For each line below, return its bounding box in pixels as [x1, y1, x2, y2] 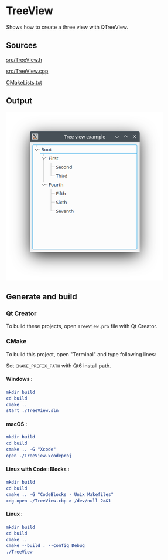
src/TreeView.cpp [6, 68, 49, 75]
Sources [6, 41, 37, 50]
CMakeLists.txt [6, 79, 42, 86]
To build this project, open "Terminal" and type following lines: [6, 350, 156, 357]
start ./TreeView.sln [6, 408, 59, 414]
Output [6, 96, 32, 106]
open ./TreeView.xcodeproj [6, 453, 72, 459]
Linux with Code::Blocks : [6, 465, 70, 473]
